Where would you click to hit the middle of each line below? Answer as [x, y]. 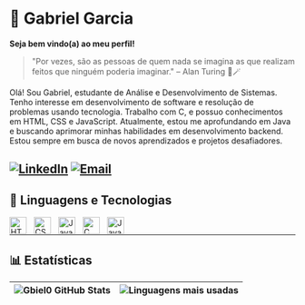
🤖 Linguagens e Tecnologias [91, 200]
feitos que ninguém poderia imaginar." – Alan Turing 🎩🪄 [136, 71]
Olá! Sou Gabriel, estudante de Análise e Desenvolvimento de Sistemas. [143, 92]
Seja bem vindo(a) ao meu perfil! [72, 44]
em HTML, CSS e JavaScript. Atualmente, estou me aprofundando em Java [150, 121]
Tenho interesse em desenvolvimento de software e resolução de [132, 102]
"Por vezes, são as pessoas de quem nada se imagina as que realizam [163, 61]
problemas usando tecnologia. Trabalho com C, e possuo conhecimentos [146, 112]
